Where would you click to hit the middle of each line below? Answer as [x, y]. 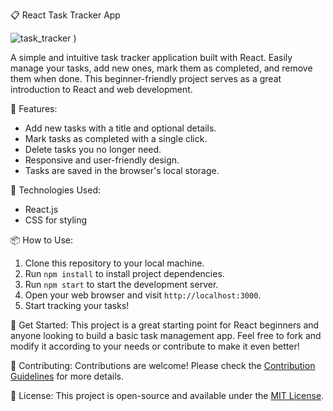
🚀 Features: [34, 108]
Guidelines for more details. [67, 376]
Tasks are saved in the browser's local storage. [122, 170]
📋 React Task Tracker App [65, 15]
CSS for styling [56, 220]
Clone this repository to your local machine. [114, 263]
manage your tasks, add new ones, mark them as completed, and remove [161, 68]
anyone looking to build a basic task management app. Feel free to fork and [166, 335]
